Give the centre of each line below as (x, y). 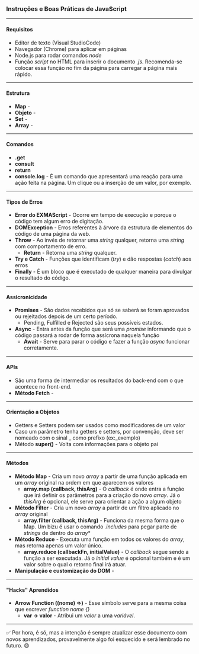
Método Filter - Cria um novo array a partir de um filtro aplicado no (97, 508)
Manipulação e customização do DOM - (64, 570)
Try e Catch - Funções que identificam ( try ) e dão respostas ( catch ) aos (103, 259)
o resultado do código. (42, 278)
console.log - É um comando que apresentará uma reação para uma (99, 176)
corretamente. (41, 348)
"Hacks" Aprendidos (33, 590)
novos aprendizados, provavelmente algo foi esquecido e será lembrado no (98, 639)
